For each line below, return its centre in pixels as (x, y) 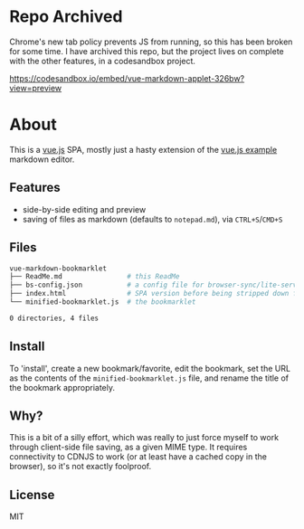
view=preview (36, 88)
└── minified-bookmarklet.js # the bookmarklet (103, 302)
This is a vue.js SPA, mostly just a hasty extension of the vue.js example (143, 149)
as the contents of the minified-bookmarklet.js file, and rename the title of (149, 378)
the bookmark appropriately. (62, 387)
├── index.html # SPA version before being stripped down (149, 294)
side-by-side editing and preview (84, 209)
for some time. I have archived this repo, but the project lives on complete (147, 51)
